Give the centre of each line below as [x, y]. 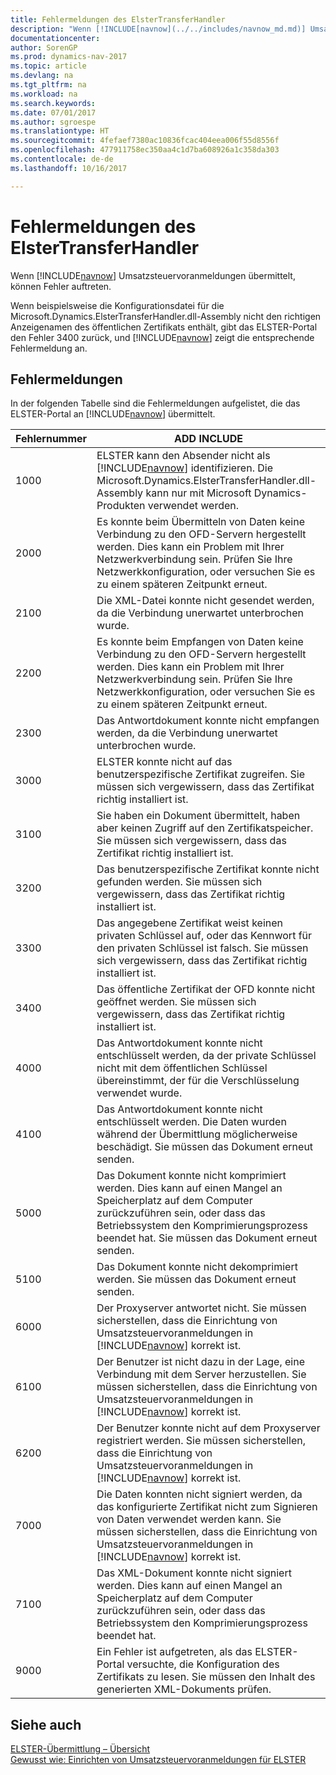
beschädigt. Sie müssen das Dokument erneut [205, 1147]
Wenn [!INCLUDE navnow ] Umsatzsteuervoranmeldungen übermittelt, [153, 275]
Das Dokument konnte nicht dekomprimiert [197, 1267]
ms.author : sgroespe [53, 122]
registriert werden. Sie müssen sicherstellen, [201, 1441]
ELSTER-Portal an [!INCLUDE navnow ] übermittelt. [113, 414]
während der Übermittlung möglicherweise [197, 1134]
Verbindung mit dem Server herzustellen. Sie [201, 1374]
